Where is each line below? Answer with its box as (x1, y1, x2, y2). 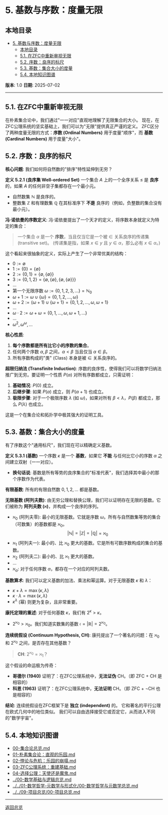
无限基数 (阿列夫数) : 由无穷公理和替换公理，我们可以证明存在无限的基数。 (5, 497, 156, 503)
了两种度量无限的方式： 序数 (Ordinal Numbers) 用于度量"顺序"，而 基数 (5, 129, 153, 135)
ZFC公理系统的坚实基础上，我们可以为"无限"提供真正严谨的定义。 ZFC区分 (5, 123, 159, 129)
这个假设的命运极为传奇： (5, 662, 58, 668)
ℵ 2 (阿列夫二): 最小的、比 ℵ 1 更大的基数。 (12, 553, 97, 560)
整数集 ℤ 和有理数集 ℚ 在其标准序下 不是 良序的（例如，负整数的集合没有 (12, 199, 162, 205)
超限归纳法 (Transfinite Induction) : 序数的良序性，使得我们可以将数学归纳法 (5, 365, 161, 371)
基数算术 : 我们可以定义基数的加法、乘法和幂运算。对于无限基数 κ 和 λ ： (5, 577, 152, 583)
